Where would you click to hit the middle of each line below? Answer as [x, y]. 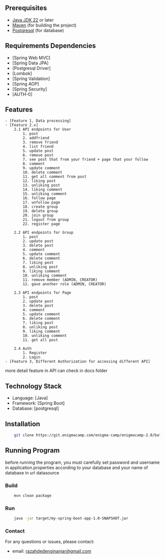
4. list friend [38, 147]
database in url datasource [32, 473]
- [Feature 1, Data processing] [38, 121]
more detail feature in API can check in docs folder [56, 371]
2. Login [32, 357]
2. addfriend [36, 138]
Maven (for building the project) [44, 25]
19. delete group [40, 211]
